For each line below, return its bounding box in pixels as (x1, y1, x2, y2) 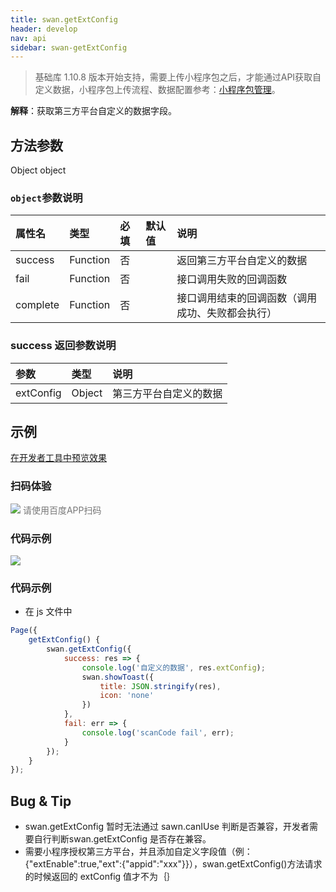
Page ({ (10, 626, 38, 636)
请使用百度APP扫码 (22, 504, 102, 516)
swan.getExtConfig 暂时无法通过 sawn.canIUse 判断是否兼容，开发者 (24, 821, 310, 833)
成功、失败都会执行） (176, 306, 278, 320)
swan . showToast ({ (81, 672, 155, 682)
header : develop (10, 24, 78, 34)
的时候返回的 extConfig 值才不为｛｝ (24, 871, 177, 883)
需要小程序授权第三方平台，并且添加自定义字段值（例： (24, 846, 253, 858)
